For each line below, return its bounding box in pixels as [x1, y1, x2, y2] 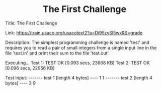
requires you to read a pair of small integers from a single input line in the [5, 44, 157, 50]
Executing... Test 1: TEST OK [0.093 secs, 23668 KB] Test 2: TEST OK [5, 59, 150, 65]
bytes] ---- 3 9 [5, 80, 36, 86]
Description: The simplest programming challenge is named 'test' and [5, 39, 149, 45]
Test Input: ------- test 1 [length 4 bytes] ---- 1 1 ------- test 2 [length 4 [5, 74, 152, 80]
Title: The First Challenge [5, 20, 58, 26]
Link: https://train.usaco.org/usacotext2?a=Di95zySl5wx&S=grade [5, 29, 143, 35]
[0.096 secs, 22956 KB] [5, 65, 55, 71]
